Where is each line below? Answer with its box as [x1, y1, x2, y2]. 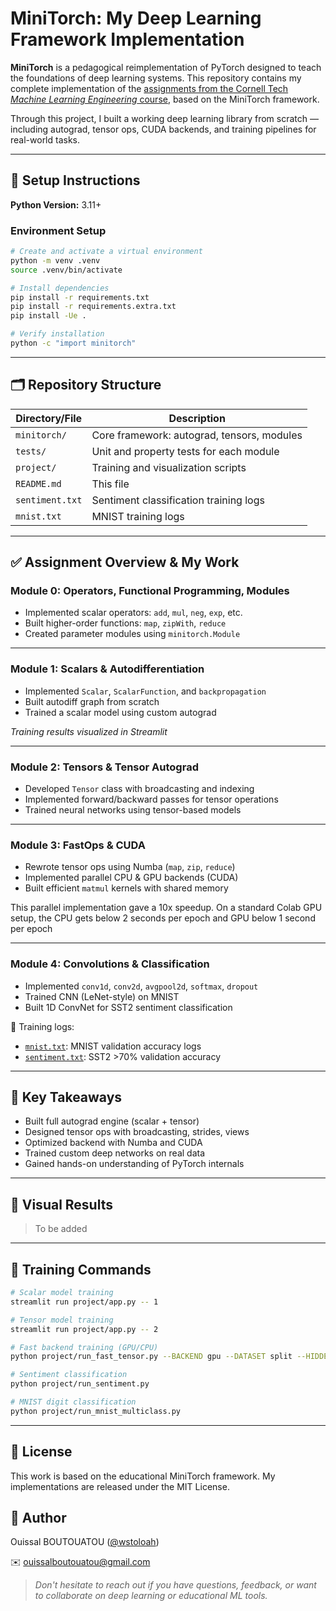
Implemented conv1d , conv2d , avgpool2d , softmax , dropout [24, 980, 259, 992]
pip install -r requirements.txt [10, 292, 150, 302]
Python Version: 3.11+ [10, 198, 102, 211]
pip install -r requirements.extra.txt [10, 302, 177, 312]
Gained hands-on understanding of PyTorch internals [24, 1158, 245, 1170]
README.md [15, 478, 62, 489]
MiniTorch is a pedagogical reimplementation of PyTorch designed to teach [10, 61, 322, 73]
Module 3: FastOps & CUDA [10, 838, 146, 852]
